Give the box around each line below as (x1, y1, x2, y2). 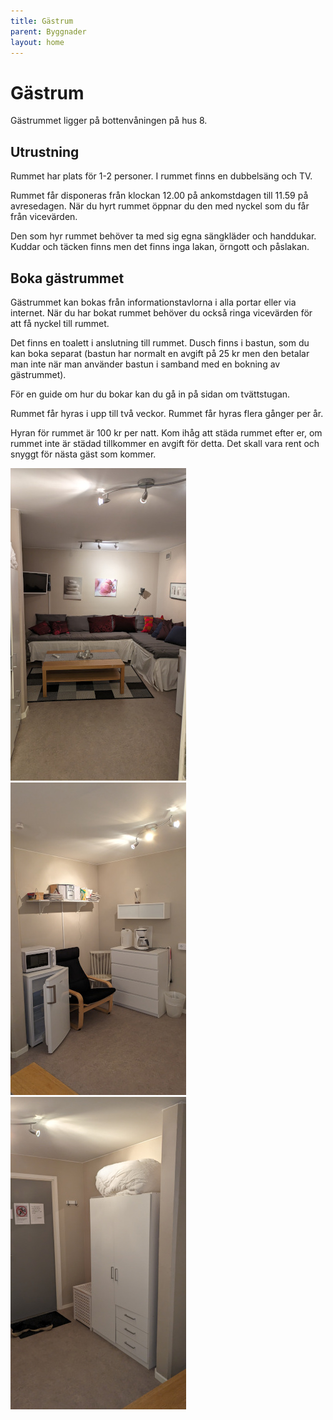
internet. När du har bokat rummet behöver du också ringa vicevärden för (10, 306, 313, 319)
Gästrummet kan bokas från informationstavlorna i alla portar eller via (10, 296, 297, 308)
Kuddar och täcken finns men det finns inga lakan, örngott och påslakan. (10, 241, 310, 253)
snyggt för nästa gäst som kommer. (10, 448, 157, 460)
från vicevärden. (10, 211, 78, 223)
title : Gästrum (10, 16, 74, 26)
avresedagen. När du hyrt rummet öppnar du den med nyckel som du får (10, 200, 310, 212)
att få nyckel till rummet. (10, 317, 110, 329)
